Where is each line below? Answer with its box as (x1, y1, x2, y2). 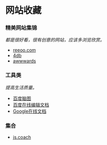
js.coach (12, 134, 31, 140)
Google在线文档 (12, 108, 47, 114)
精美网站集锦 (5, 24, 38, 31)
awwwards (12, 58, 36, 64)
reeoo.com (12, 47, 36, 53)
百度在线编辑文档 (12, 101, 49, 108)
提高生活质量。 (5, 84, 37, 90)
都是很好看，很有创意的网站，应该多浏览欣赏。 (5, 37, 104, 43)
